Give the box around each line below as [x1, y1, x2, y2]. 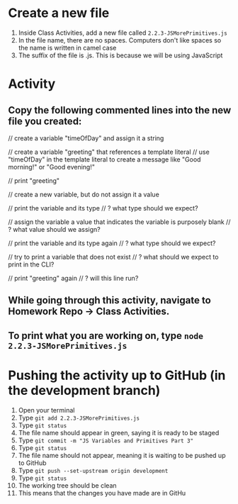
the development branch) [8, 382, 161, 398]
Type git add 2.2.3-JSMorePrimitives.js [18, 413, 140, 422]
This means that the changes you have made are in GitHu [18, 488, 186, 497]
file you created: [8, 115, 82, 127]
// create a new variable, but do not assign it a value [8, 190, 160, 198]
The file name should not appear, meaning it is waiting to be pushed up [18, 451, 226, 459]
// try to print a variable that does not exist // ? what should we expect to [8, 252, 219, 261]
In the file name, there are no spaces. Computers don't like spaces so [18, 35, 222, 44]
